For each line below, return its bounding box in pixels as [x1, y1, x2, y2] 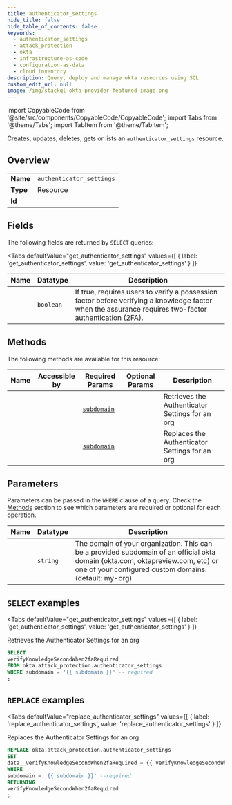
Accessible [37, 371, 76, 381]
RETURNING [7, 779, 36, 786]
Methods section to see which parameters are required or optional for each [7, 504, 221, 512]
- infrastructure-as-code [13, 55, 88, 62]
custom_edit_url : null [7, 81, 72, 88]
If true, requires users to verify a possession [75, 287, 218, 296]
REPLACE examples [7, 694, 85, 705]
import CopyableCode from [7, 106, 85, 115]
